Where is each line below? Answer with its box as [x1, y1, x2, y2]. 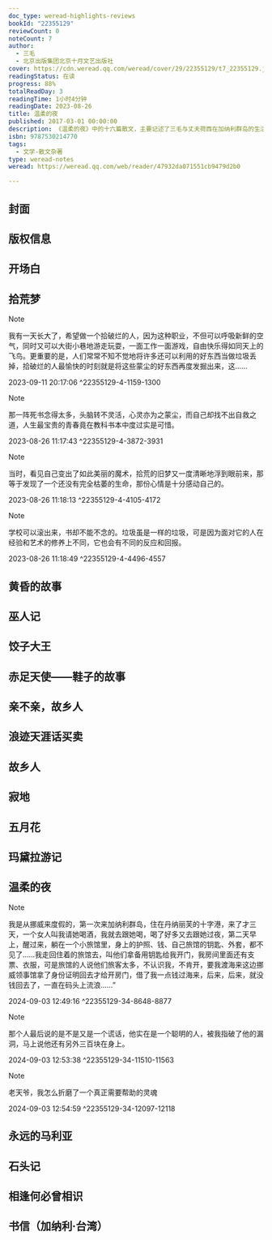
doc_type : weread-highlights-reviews [8, 11, 136, 20]
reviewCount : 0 [8, 27, 60, 35]
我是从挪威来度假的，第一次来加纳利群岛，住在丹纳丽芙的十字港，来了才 [8, 919, 249, 929]
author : [8, 42, 35, 50]
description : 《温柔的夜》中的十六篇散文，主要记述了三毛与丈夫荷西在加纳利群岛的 [8, 125, 255, 133]
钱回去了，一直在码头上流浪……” [8, 980, 116, 989]
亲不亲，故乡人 [8, 700, 83, 714]
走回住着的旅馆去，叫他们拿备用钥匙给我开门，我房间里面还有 [41, 950, 249, 959]
